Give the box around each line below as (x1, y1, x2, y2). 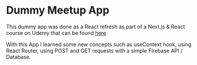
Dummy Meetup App (6, 4, 110, 17)
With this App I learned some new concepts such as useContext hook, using (6, 41, 192, 48)
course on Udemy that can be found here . (6, 29, 108, 36)
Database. (6, 53, 31, 60)
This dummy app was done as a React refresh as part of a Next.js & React (6, 23, 185, 30)
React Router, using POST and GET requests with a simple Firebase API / (6, 47, 183, 54)
